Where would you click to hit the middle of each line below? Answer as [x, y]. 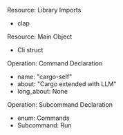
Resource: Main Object [40, 37]
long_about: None [42, 91]
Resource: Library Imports [44, 10]
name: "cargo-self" [45, 76]
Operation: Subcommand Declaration [60, 105]
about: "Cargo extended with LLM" [67, 84]
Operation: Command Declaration [55, 63]
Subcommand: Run [44, 125]
